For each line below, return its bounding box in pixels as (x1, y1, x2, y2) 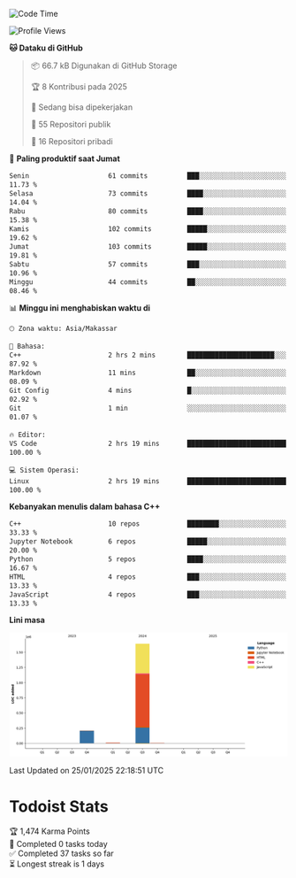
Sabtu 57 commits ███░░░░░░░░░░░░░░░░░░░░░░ (9, 260, 287, 269)
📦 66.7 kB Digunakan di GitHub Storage (30, 60, 178, 71)
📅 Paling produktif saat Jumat (9, 153, 121, 164)
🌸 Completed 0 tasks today (9, 839, 108, 850)
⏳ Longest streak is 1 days (9, 859, 104, 869)
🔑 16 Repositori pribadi (30, 136, 113, 146)
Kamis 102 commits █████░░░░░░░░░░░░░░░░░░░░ (9, 225, 287, 234)
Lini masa (9, 615, 46, 625)
